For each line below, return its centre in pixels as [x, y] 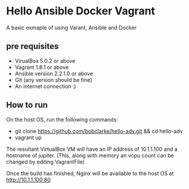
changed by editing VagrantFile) [46, 161]
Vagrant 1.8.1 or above [42, 67]
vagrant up [28, 137]
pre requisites [32, 46]
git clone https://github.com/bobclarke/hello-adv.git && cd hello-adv [99, 131]
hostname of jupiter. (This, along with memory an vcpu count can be [90, 155]
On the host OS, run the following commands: [62, 119]
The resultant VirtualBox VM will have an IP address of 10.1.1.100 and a [92, 149]
